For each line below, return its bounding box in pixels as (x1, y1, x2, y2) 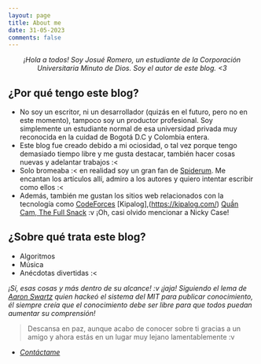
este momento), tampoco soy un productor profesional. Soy (19, 116, 214, 125)
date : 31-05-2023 (8, 26, 65, 34)
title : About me (8, 19, 61, 27)
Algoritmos (19, 251, 56, 261)
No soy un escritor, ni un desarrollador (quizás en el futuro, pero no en (19, 107, 248, 117)
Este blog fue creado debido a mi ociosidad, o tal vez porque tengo (19, 141, 237, 150)
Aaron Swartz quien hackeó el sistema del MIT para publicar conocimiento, (8, 292, 254, 301)
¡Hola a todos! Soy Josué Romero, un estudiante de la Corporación (23, 55, 241, 65)
